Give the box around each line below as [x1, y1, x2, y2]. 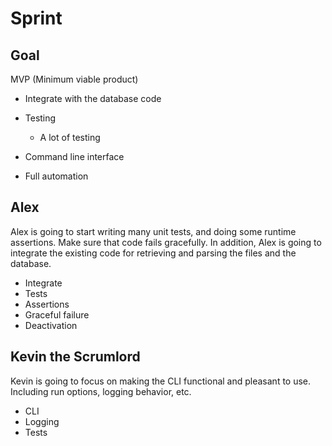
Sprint [10, 7, 63, 30]
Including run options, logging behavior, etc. [10, 385, 192, 397]
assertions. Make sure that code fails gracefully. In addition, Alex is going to [10, 236, 322, 248]
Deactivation [24, 319, 78, 331]
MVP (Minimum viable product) [10, 73, 139, 85]
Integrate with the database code [24, 93, 162, 104]
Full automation [24, 170, 89, 182]
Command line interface [24, 151, 125, 162]
